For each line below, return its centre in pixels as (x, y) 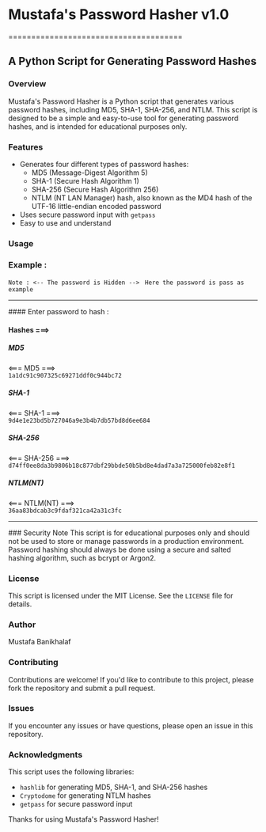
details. (20, 604)
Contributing (33, 663)
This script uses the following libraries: (71, 772)
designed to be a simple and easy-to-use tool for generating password (123, 118)
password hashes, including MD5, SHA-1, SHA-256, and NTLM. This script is (133, 109)
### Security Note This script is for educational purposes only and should (129, 533)
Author (22, 625)
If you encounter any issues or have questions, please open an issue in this (131, 725)
